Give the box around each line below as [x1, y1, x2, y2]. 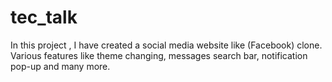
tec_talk [10, 6, 78, 29]
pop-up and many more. [10, 60, 111, 72]
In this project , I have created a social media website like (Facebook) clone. [10, 39, 323, 51]
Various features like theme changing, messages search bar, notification [10, 49, 308, 61]
